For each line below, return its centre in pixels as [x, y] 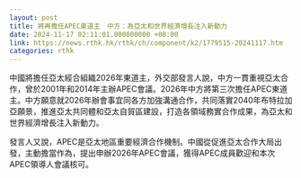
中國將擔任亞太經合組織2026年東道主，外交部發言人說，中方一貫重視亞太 [145, 78]
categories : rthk [42, 51]
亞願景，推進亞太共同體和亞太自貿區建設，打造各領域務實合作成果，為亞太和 [151, 111]
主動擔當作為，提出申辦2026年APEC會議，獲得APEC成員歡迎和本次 [150, 153]
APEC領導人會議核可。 [52, 165]
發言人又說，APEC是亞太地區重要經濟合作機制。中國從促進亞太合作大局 [142, 142]
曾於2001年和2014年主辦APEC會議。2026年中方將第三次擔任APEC [148, 89]
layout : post [34, 18]
